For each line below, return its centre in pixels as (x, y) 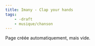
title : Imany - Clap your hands (39, 10)
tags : (11, 14)
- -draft (23, 19)
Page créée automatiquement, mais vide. (48, 38)
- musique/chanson (34, 24)
